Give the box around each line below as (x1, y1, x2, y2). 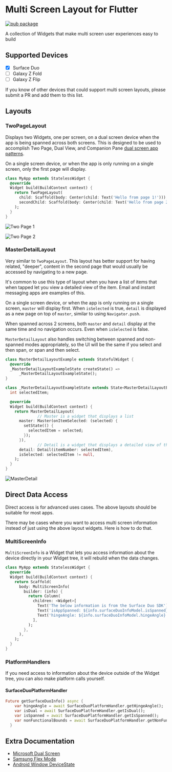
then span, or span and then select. (5, 347, 80, 353)
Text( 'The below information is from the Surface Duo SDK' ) (37, 603, 168, 608)
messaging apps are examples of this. (5, 290, 85, 296)
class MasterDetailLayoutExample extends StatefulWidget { (5, 356, 134, 362)
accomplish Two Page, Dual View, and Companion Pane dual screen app (5, 145, 159, 151)
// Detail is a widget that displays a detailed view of (37, 442, 161, 447)
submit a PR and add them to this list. (5, 92, 84, 98)
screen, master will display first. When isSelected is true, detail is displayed (5, 305, 166, 311)
